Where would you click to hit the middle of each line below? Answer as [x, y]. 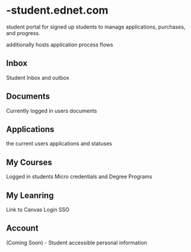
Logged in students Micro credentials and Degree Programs [79, 177]
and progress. [23, 33]
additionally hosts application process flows [60, 45]
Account [22, 229]
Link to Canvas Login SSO [38, 210]
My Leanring [30, 195]
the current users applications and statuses [59, 144]
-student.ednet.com [57, 10]
